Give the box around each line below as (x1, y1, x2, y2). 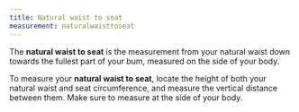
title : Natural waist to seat (9, 13, 123, 22)
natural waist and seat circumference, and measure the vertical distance (9, 82, 277, 93)
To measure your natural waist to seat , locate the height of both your (9, 73, 267, 83)
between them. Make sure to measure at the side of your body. (9, 91, 243, 103)
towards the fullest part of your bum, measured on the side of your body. (9, 56, 280, 66)
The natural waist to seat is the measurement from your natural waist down (9, 46, 291, 56)
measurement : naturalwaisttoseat (9, 22, 135, 30)
